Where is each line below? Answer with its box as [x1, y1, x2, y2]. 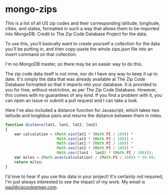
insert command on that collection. [5, 51, 77, 57]
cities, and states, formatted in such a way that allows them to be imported [5, 25, 159, 31]
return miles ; [14, 159, 44, 164]
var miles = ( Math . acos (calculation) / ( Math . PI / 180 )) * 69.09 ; [14, 155, 156, 160]
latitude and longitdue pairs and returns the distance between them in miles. [5, 112, 163, 119]
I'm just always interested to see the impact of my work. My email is [5, 178, 145, 184]
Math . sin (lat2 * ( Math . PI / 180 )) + [57, 136, 134, 141]
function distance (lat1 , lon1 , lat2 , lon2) [5, 122, 98, 127]
